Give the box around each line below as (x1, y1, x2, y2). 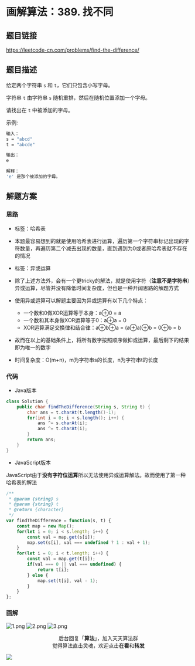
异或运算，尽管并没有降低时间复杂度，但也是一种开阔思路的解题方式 (14, 284, 179, 291)
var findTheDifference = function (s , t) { (6, 518, 111, 524)
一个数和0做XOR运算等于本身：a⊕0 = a (23, 309, 122, 316)
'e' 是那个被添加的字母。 (6, 174, 60, 180)
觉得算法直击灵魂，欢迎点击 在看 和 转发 (52, 642, 145, 649)
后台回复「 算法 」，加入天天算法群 (58, 635, 139, 642)
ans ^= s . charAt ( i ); (37, 420, 88, 426)
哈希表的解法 (6, 479, 37, 486)
